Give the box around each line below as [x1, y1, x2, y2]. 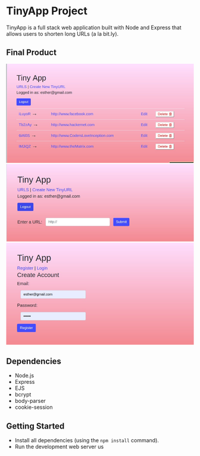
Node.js [14, 372, 35, 379]
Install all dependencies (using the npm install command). [14, 437, 160, 444]
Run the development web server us [14, 443, 104, 451]
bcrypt [14, 391, 32, 398]
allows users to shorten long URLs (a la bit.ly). [6, 30, 119, 37]
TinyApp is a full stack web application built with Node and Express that [6, 24, 182, 31]
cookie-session [14, 404, 53, 411]
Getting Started [6, 421, 65, 431]
